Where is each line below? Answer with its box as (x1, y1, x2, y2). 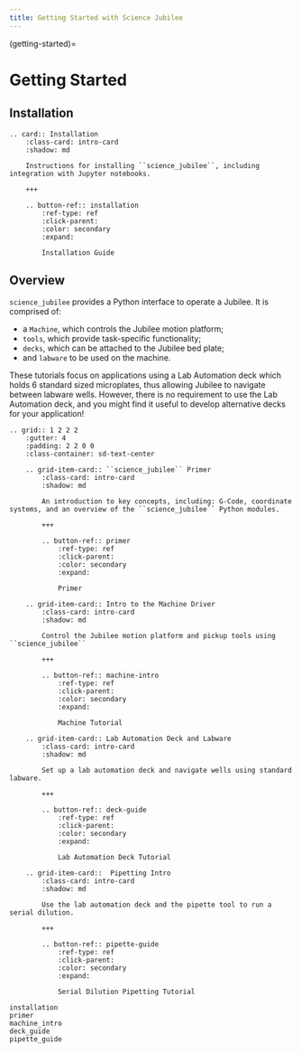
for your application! (9, 409, 85, 419)
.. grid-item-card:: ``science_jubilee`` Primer (25, 465, 212, 475)
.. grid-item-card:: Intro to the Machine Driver (25, 600, 216, 609)
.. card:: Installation (9, 129, 99, 138)
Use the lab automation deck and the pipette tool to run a (41, 900, 272, 909)
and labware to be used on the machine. (22, 353, 171, 363)
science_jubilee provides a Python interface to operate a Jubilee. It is (9, 296, 269, 307)
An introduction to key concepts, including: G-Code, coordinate (41, 497, 293, 506)
